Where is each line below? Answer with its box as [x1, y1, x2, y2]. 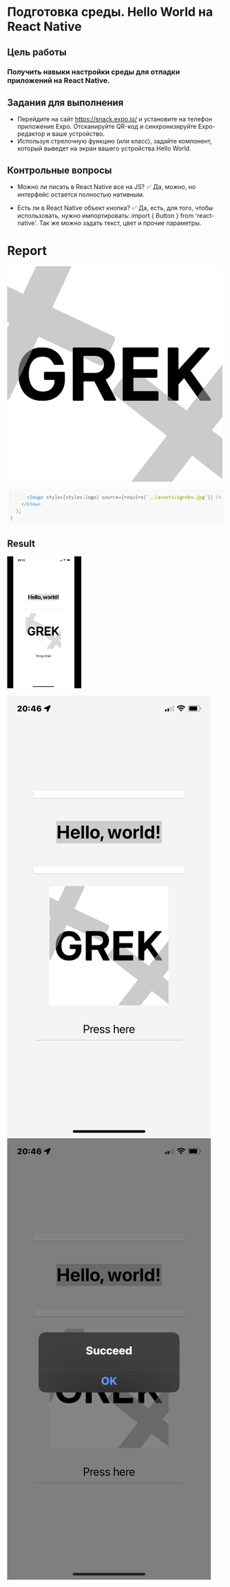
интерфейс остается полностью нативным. [17, 190, 145, 199]
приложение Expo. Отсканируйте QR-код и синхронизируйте [17, 122, 197, 131]
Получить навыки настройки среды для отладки [7, 67, 180, 77]
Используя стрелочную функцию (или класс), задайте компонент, [17, 137, 212, 146]
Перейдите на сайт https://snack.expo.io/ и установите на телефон [17, 115, 212, 123]
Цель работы [7, 46, 67, 58]
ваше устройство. [51, 130, 105, 138]
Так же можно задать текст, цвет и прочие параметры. [39, 219, 202, 228]
